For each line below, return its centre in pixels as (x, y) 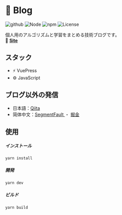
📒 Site (12, 40)
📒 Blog (19, 10)
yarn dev (14, 183)
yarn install (19, 158)
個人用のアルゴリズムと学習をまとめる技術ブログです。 (63, 34)
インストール (18, 146)
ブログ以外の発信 (32, 95)
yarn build (17, 207)
